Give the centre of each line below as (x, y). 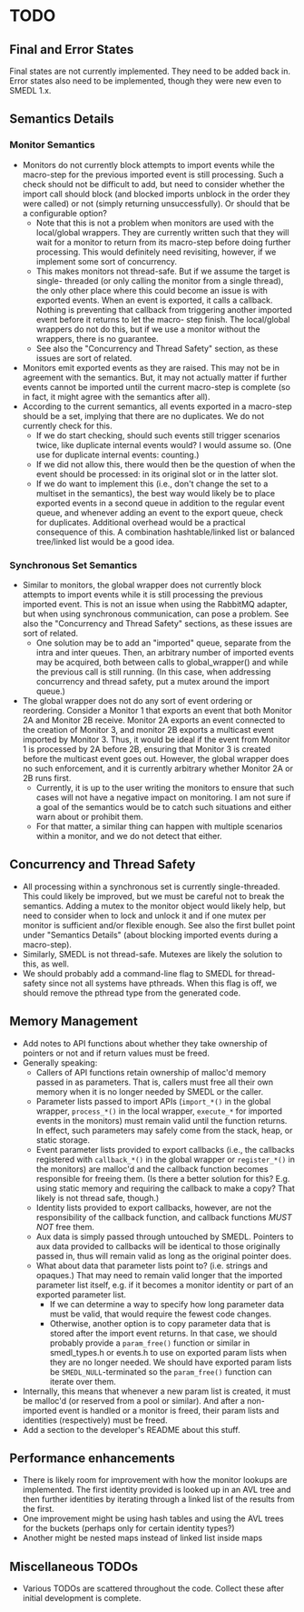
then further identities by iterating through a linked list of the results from (158, 1499)
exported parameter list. (81, 1294)
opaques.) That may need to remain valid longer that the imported (159, 1275)
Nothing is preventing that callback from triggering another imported (164, 309)
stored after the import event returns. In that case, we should (163, 1333)
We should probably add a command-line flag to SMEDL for (134, 973)
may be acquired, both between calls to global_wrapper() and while (162, 662)
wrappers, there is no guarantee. (97, 338)
